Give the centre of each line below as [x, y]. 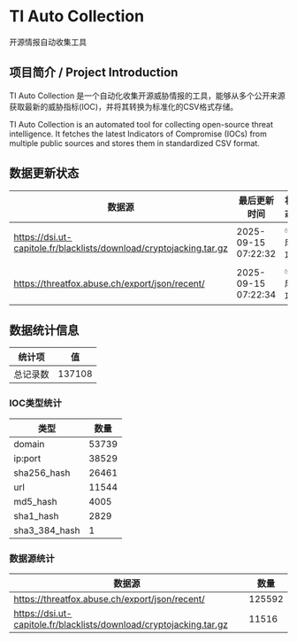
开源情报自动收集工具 [48, 42]
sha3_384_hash [47, 530]
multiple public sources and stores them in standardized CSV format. [135, 143]
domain [29, 444]
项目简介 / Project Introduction [94, 73]
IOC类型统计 [35, 403]
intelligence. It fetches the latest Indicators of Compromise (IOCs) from [138, 134]
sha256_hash [42, 473]
